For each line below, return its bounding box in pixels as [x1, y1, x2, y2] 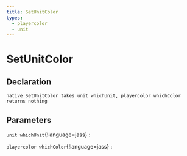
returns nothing [6, 98, 48, 105]
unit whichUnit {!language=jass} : [6, 131, 91, 138]
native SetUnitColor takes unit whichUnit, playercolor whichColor [6, 93, 182, 99]
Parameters [6, 114, 52, 125]
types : [6, 15, 23, 21]
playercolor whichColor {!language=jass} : [6, 143, 113, 150]
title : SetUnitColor [6, 9, 59, 15]
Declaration [6, 76, 52, 87]
